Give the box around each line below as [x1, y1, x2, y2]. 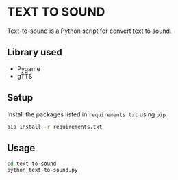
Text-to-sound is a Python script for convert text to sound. [7, 27, 172, 35]
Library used [7, 47, 63, 58]
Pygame [16, 64, 41, 73]
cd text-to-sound [7, 160, 57, 168]
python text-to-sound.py [7, 167, 78, 174]
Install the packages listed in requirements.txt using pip [7, 110, 166, 118]
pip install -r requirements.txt [7, 123, 103, 130]
